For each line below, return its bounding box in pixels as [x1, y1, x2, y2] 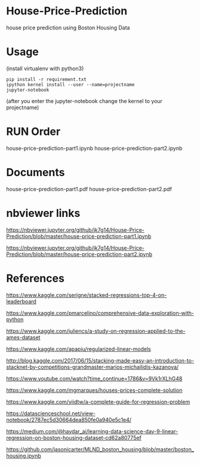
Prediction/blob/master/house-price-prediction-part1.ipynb [6, 232, 152, 240]
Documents [6, 166, 65, 179]
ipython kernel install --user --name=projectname [6, 81, 135, 87]
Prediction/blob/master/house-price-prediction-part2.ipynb [6, 250, 153, 258]
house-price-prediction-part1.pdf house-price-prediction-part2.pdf [6, 185, 172, 192]
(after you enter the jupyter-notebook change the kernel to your [6, 97, 163, 104]
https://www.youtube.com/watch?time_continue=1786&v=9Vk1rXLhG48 [6, 375, 183, 382]
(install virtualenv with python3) [6, 65, 84, 72]
